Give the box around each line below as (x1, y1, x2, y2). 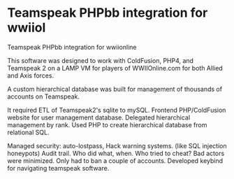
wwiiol (7, 20, 46, 36)
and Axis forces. (7, 71, 54, 80)
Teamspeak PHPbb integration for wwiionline (7, 43, 137, 51)
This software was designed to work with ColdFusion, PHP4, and (7, 56, 194, 64)
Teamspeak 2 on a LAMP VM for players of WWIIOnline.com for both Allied (7, 64, 224, 72)
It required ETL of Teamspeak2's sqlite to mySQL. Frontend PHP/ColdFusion (7, 106, 226, 114)
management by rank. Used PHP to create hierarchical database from (7, 120, 207, 129)
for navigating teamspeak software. (7, 164, 110, 172)
